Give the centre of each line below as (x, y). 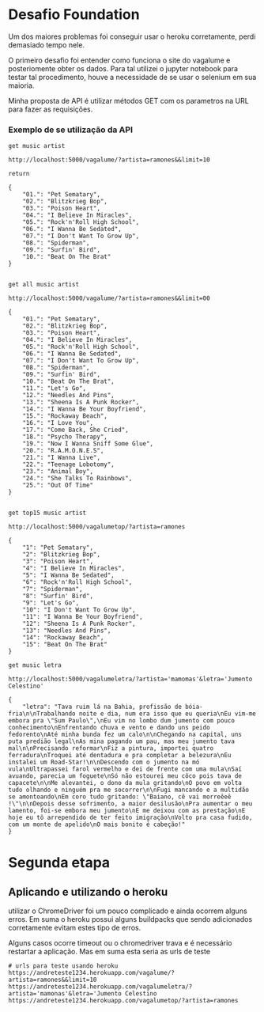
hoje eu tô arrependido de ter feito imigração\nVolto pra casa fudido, (130, 818)
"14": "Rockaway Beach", (63, 638)
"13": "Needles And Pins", (67, 631)
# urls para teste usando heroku (63, 966)
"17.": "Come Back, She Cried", (75, 430)
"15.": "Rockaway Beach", (65, 416)
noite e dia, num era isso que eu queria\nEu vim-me (168, 714)
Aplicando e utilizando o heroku (88, 892)
